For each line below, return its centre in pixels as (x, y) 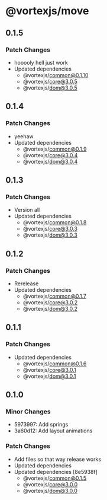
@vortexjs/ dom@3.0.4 (50, 161)
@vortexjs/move (47, 11)
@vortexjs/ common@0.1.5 (55, 478)
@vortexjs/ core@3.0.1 (49, 370)
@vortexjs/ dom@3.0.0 (50, 491)
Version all (27, 210)
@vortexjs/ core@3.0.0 (50, 484)
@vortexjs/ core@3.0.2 (50, 302)
